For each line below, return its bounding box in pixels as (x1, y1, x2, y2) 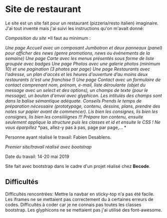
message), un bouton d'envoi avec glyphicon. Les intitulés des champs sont (5, 92, 162, 98)
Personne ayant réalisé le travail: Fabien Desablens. (5, 134, 111, 140)
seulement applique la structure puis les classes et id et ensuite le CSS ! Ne (5, 119, 161, 125)
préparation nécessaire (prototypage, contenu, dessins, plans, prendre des (5, 103, 160, 109)
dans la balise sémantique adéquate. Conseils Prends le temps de (5, 97, 142, 103)
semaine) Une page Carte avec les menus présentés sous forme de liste (5, 55, 154, 61)
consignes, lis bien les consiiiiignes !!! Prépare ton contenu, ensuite (5, 113, 143, 119)
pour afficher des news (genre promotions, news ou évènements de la (5, 50, 150, 56)
